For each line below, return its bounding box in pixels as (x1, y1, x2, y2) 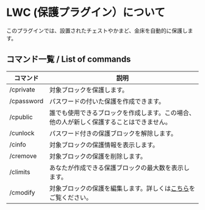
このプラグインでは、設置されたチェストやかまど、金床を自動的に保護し (6, 27, 188, 34)
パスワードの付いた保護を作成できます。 (49, 97, 165, 106)
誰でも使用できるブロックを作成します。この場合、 (49, 108, 195, 117)
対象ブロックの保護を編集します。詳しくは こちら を (49, 184, 196, 192)
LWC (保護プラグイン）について (6, 5, 166, 20)
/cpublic (9, 112, 33, 121)
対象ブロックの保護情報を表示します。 (49, 140, 159, 149)
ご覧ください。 (49, 193, 93, 201)
